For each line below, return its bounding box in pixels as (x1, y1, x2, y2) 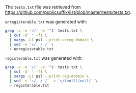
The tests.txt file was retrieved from (5, 4, 81, 10)
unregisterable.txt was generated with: (5, 19, 87, 24)
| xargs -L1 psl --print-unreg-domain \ (9, 37, 93, 42)
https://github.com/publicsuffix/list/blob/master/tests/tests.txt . (5, 9, 132, 15)
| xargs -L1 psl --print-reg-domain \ (9, 74, 89, 79)
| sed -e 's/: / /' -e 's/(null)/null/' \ (9, 78, 98, 83)
